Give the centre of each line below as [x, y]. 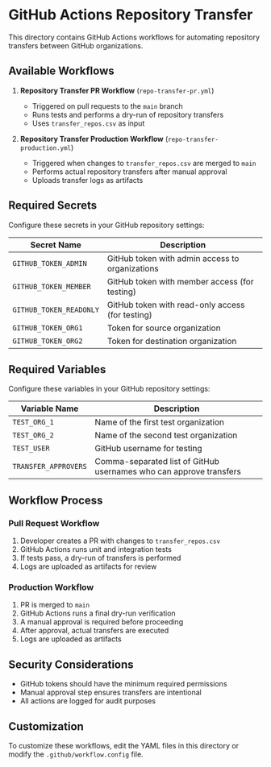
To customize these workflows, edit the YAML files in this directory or [124, 745]
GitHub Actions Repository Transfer [131, 15]
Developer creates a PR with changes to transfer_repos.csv [120, 541]
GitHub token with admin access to [173, 258]
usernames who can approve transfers [168, 471]
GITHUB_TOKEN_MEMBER [52, 286]
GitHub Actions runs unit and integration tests [96, 549]
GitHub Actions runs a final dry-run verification [98, 613]
